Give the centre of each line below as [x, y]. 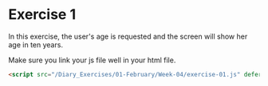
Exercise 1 [42, 15]
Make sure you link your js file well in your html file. [92, 60]
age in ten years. [36, 44]
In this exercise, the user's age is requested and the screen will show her [128, 36]
